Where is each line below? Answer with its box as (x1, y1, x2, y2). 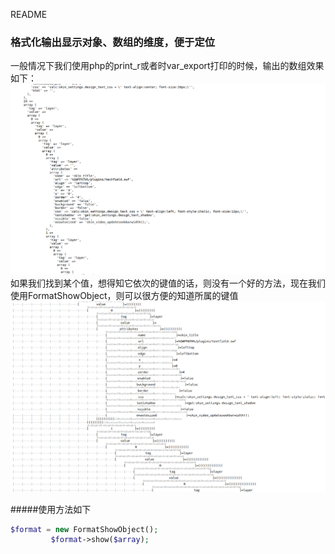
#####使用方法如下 (10, 503, 92, 515)
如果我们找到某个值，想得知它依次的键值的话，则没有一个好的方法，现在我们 (10, 277, 326, 289)
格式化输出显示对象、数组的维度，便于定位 (10, 35, 216, 49)
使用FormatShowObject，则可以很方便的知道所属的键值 (10, 289, 239, 301)
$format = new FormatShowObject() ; (10, 524, 159, 534)
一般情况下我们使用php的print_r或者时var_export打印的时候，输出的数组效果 (10, 60, 325, 72)
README (10, 9, 48, 20)
